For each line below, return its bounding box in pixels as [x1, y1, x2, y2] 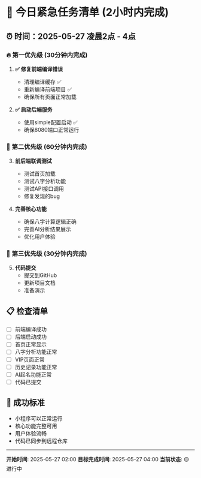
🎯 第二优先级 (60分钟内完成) [6, 142, 88, 151]
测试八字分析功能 [23, 178, 66, 185]
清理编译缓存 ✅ [23, 78, 62, 85]
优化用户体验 [23, 233, 56, 240]
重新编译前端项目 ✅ [23, 85, 72, 93]
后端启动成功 [14, 333, 47, 341]
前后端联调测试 [14, 157, 52, 165]
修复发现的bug [23, 193, 60, 200]
